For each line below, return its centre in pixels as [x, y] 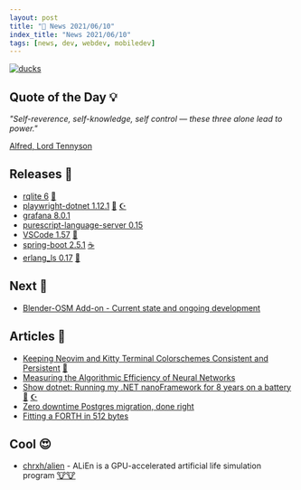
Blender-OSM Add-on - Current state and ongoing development [141, 307]
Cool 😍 [30, 444]
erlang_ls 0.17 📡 [52, 258]
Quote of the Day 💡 [64, 97]
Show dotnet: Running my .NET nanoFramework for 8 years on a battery [157, 387]
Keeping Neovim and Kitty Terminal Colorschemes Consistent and [146, 358]
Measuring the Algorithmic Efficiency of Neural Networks [129, 377]
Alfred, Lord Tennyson [51, 146]
